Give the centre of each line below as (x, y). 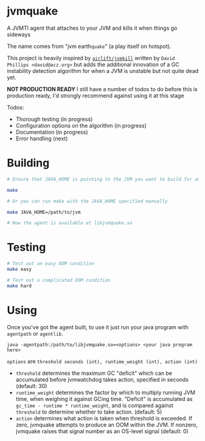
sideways (19, 34)
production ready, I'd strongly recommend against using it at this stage (96, 95)
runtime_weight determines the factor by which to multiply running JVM (105, 392)
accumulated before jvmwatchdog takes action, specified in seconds (102, 379)
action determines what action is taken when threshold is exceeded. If (104, 418)
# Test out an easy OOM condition (51, 264)
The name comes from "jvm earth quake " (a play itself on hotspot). (89, 46)
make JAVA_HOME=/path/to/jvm (44, 212)
